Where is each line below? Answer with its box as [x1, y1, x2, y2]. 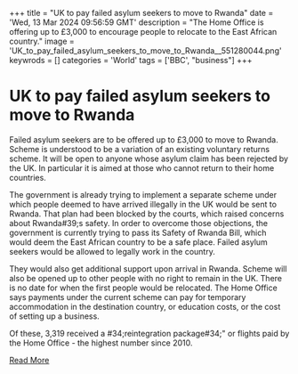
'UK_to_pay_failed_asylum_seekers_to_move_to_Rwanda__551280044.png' [9, 45, 282, 56]
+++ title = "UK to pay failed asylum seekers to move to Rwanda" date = [9, 8, 274, 18]
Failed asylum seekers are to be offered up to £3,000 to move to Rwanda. [9, 134, 278, 145]
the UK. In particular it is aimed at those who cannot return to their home [9, 162, 275, 173]
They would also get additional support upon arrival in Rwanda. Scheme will [9, 263, 287, 274]
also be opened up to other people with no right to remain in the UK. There [9, 272, 283, 283]
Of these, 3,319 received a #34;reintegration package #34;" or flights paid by [9, 328, 290, 338]
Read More [9, 354, 50, 365]
